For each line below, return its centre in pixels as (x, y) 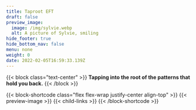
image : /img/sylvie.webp (42, 28)
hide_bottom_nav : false (35, 44)
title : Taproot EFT (30, 11)
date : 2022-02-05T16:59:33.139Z (46, 60)
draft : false (22, 17)
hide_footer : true (29, 39)
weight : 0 (18, 55)
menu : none (19, 50)
